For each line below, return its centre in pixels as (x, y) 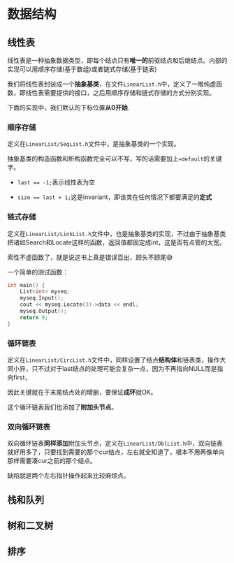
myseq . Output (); (44, 312)
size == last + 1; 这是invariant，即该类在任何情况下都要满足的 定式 (115, 197)
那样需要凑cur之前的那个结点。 (52, 461)
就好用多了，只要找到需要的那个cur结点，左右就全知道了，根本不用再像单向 (116, 452)
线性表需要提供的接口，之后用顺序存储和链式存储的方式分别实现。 (120, 93)
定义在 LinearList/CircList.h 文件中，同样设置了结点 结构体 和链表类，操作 (114, 360)
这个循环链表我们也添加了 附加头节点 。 (62, 407)
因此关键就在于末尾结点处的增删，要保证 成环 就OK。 (82, 393)
